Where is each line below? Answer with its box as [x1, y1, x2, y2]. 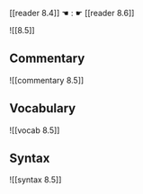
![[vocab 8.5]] [9, 125, 60, 136]
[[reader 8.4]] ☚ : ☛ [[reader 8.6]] [9, 8, 135, 18]
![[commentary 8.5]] [9, 75, 85, 85]
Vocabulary [9, 101, 76, 116]
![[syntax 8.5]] [9, 174, 62, 185]
